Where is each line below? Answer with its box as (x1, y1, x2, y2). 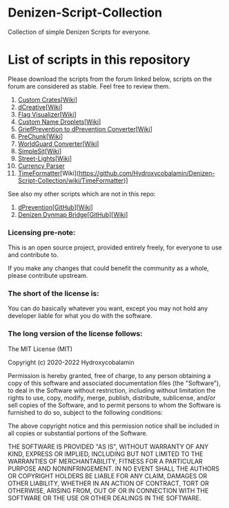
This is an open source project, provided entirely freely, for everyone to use (8, 243, 223, 252)
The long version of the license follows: (8, 329, 143, 339)
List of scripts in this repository (8, 52, 190, 68)
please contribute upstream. (8, 272, 88, 280)
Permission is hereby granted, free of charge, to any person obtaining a (8, 371, 211, 379)
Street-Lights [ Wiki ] (17, 154, 72, 162)
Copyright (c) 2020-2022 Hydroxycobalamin (8, 358, 135, 366)
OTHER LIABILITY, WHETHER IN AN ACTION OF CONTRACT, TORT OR (8, 479, 209, 487)
